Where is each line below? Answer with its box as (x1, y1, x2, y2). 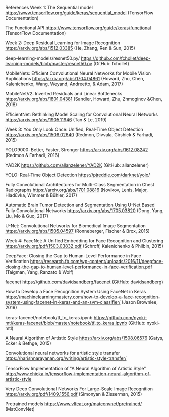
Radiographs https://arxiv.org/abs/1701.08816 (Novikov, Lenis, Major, (5, 187, 148, 193)
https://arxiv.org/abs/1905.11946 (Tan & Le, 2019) (5, 117, 107, 123)
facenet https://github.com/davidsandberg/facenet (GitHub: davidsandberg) (5, 279, 163, 285)
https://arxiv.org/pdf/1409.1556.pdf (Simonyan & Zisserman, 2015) (5, 391, 142, 397)
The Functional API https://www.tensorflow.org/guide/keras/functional (5, 25, 151, 31)
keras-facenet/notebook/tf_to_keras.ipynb (5, 315, 93, 320)
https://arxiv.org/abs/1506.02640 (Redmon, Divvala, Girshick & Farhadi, (5, 132, 154, 138)
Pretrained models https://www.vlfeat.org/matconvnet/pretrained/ (5, 401, 142, 407)
